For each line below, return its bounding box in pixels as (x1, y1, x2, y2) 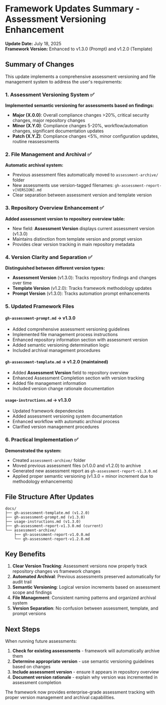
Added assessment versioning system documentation (12, 413, 123, 419)
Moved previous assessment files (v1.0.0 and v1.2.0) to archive (12, 462, 141, 468)
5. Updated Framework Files (5, 303, 75, 310)
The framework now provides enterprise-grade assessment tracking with (5, 689, 155, 695)
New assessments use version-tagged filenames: (12, 182, 114, 188)
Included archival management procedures (12, 348, 101, 353)
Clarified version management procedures (12, 424, 99, 430)
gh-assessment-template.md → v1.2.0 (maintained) (5, 358, 108, 364)
